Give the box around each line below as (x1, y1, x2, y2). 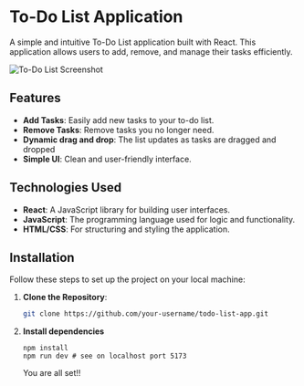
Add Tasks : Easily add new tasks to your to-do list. (22, 114, 215, 125)
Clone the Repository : (22, 292, 108, 303)
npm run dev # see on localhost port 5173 (22, 351, 187, 361)
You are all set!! (22, 368, 81, 379)
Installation (9, 249, 75, 266)
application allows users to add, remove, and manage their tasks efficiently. (9, 46, 294, 57)
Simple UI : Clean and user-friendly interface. (22, 153, 192, 164)
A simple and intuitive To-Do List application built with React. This (9, 37, 257, 47)
